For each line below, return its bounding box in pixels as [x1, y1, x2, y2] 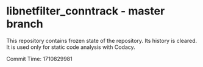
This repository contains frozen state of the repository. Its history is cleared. [6, 37, 197, 44]
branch [6, 17, 44, 31]
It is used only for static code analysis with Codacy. [6, 43, 135, 51]
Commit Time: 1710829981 [6, 55, 73, 62]
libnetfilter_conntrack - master [6, 4, 165, 18]
